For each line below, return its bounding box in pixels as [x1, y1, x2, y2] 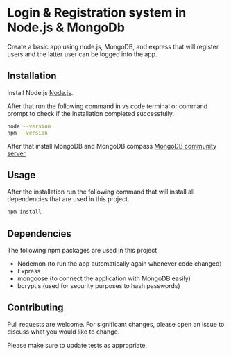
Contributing [7, 302, 64, 314]
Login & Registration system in [7, 5, 187, 21]
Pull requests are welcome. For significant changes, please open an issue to [7, 320, 225, 328]
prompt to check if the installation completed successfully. [7, 109, 175, 117]
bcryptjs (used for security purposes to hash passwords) [17, 282, 180, 289]
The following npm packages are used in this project [7, 246, 157, 254]
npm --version [7, 129, 49, 136]
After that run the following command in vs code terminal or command [7, 102, 208, 110]
